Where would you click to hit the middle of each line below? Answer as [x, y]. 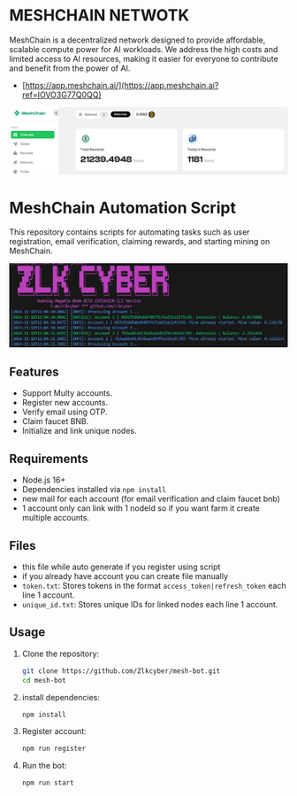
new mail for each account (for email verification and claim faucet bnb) [151, 499]
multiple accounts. [56, 518]
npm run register [54, 749]
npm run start [48, 783]
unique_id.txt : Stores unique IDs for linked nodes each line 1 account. [150, 604]
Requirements [49, 458]
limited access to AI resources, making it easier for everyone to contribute [144, 58]
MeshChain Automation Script [123, 208]
